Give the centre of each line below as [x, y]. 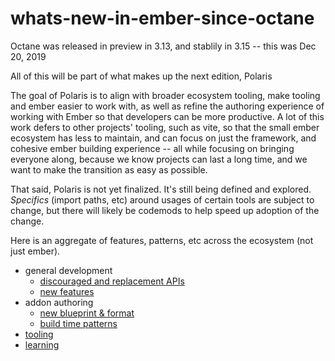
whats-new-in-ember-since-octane [162, 18]
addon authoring [59, 302]
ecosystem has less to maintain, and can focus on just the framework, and [163, 138]
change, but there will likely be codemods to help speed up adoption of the [165, 210]
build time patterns [78, 323]
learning [42, 344]
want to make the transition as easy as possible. [109, 169]
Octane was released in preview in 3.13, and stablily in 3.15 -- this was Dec [163, 46]
